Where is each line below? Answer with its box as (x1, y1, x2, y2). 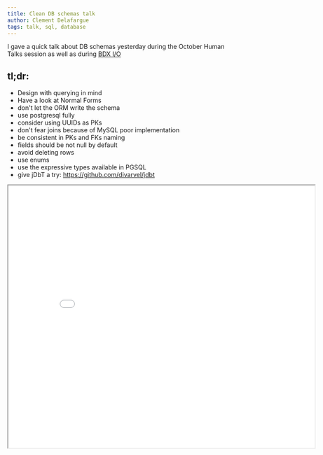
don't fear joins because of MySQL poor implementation (17, 126, 180, 134)
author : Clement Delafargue (7, 17, 90, 24)
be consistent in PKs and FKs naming (17, 134, 125, 142)
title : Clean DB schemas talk (7, 10, 96, 17)
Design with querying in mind (17, 89, 102, 97)
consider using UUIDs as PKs (17, 118, 102, 127)
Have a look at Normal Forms (17, 96, 102, 105)
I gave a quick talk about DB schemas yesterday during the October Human (7, 43, 225, 51)
